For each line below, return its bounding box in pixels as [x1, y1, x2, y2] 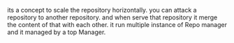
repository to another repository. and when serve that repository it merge [7, 13, 218, 21]
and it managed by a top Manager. [7, 28, 106, 36]
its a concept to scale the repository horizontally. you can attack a [7, 6, 197, 14]
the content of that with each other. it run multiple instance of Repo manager [7, 21, 227, 28]
